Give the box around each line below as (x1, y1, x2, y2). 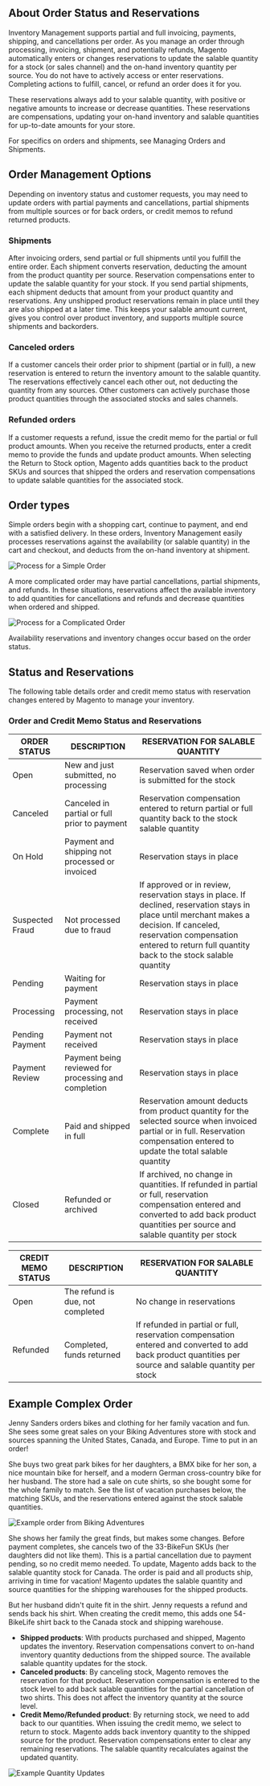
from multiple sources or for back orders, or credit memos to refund (8, 206, 233, 216)
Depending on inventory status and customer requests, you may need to (8, 189, 248, 199)
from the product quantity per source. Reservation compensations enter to (8, 270, 256, 280)
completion (63, 1082, 107, 1093)
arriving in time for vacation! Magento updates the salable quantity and (8, 1576, 243, 1586)
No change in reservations (135, 1296, 235, 1307)
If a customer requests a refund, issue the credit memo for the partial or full (8, 432, 259, 442)
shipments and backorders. (8, 321, 99, 331)
